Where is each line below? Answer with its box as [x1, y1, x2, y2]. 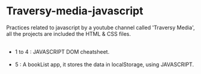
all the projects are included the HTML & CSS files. [6, 30, 131, 37]
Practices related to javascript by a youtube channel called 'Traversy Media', [6, 24, 195, 31]
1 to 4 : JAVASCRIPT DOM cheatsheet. [14, 48, 110, 55]
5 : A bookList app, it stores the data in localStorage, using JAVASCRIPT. [14, 61, 194, 68]
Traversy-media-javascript [6, 4, 143, 18]
